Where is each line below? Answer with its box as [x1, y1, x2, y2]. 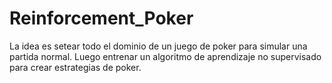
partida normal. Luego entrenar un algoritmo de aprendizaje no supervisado [9, 50, 322, 62]
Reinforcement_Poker [9, 7, 194, 30]
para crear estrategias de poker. [9, 61, 142, 73]
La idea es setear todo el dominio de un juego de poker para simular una [9, 40, 308, 52]
